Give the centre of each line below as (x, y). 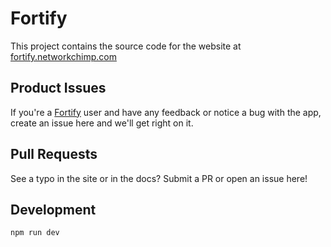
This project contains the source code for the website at (126, 46)
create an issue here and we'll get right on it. (102, 123)
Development (53, 209)
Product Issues (58, 88)
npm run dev (35, 233)
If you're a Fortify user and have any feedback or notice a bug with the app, (166, 112)
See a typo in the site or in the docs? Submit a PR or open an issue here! (159, 178)
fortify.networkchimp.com (63, 56)
